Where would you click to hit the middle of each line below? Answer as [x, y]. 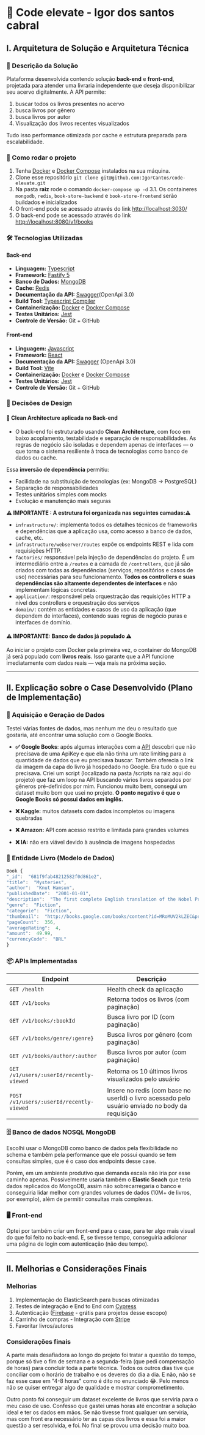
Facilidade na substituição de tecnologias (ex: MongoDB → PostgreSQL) [106, 481]
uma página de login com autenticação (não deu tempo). [77, 1244]
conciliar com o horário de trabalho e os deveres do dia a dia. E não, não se [101, 1374]
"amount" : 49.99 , [30, 934]
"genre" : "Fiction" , [34, 905]
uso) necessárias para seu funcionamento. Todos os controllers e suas [105, 577]
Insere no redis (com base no [149, 1091]
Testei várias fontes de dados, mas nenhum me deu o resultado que [92, 728]
